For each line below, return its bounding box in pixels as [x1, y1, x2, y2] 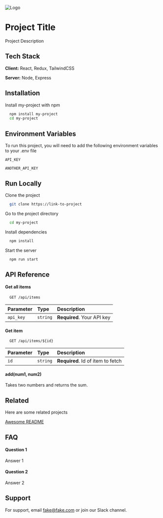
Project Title [5, 22, 56, 33]
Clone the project [5, 192, 40, 198]
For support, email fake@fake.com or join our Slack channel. [5, 507, 127, 513]
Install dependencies [5, 229, 47, 235]
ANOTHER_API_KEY [5, 166, 38, 171]
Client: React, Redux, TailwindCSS [5, 65, 75, 71]
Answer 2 [5, 480, 24, 486]
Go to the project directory [5, 210, 59, 216]
